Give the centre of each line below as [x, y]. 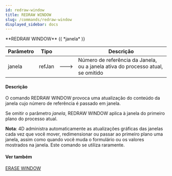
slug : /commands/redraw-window [39, 19]
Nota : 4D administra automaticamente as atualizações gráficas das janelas [84, 129]
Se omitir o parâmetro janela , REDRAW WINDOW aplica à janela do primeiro [85, 114]
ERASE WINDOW [23, 168]
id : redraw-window [25, 10]
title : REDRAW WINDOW [28, 15]
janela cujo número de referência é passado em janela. [63, 103]
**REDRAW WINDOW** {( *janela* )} [45, 39]
